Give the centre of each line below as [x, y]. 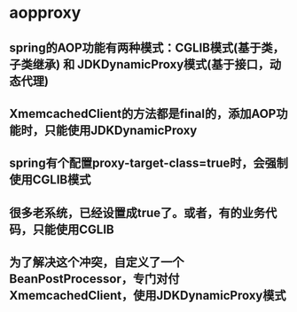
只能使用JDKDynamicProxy [121, 130]
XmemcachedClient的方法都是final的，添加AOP [143, 113]
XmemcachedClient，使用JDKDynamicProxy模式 [148, 296]
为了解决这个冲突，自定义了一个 [97, 263]
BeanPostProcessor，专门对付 [94, 279]
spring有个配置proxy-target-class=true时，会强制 [149, 164]
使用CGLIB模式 [50, 180]
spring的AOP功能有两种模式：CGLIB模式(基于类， [147, 47]
